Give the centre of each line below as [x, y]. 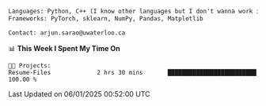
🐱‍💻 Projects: [30, 66]
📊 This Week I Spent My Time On [64, 48]
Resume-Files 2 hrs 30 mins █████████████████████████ [133, 72]
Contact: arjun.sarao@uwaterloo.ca [67, 33]
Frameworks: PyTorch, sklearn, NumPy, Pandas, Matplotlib [106, 18]
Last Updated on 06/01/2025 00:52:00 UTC [79, 93]
